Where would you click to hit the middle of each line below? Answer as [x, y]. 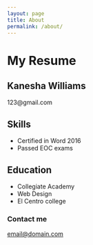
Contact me [27, 219]
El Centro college [42, 201]
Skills [19, 124]
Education [30, 170]
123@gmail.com [30, 102]
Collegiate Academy [46, 186]
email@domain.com [35, 234]
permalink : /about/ [35, 26]
